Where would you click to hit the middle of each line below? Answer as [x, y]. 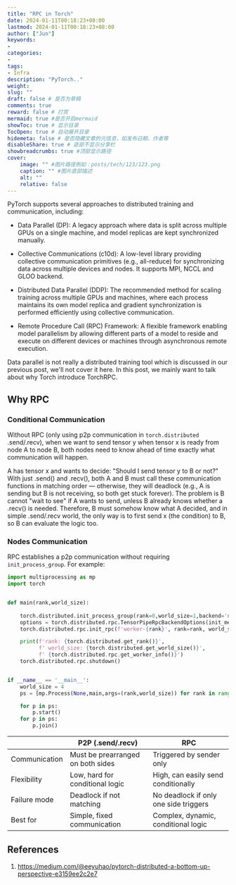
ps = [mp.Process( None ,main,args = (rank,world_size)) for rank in [118, 693]
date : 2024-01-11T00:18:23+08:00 [56, 20]
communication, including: [46, 211]
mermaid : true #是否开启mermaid [53, 118]
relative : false [44, 184]
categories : [25, 54]
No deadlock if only [185, 796]
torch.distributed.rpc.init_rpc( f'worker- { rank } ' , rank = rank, [113, 629]
